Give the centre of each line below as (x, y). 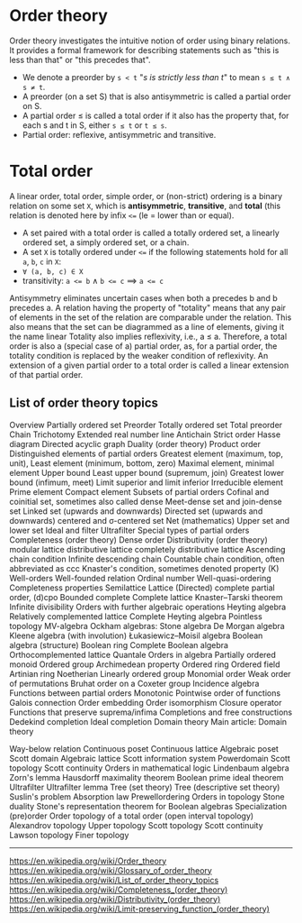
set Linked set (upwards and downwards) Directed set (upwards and (136, 511)
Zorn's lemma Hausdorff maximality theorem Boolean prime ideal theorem (147, 777)
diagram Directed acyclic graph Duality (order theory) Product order (135, 443)
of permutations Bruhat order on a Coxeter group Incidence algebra (134, 683)
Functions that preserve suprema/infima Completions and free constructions (151, 712)
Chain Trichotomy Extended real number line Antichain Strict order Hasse (145, 434)
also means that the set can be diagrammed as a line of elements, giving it (147, 326)
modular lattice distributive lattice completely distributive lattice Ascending (147, 549)
